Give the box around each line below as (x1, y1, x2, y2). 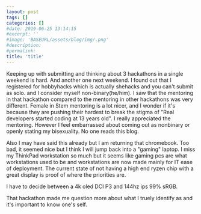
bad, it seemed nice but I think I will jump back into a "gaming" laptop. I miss (6, 145, 196, 153)
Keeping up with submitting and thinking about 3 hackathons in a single (6, 70, 184, 77)
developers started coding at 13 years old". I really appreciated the (6, 115, 171, 122)
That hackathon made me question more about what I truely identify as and (6, 194, 193, 201)
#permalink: (6, 48, 36, 54)
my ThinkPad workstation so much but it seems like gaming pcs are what (6, 151, 188, 159)
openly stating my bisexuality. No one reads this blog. (6, 127, 140, 135)
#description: (6, 43, 42, 49)
